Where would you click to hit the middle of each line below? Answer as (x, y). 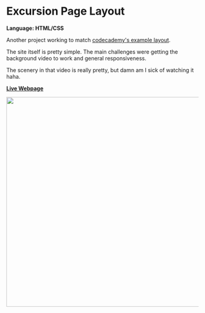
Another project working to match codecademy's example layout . (88, 40)
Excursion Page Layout (66, 11)
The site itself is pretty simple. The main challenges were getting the (92, 52)
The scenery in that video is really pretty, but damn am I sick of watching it (100, 70)
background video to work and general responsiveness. (76, 58)
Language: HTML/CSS (35, 28)
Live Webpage (25, 88)
